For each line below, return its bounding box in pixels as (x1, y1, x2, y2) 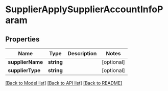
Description (67, 50, 97, 57)
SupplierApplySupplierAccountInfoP (5, 4, 163, 15)
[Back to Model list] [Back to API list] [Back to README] (5, 80, 123, 86)
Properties (5, 35, 40, 43)
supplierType (8, 67, 41, 74)
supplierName (8, 59, 43, 65)
